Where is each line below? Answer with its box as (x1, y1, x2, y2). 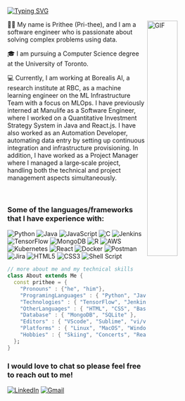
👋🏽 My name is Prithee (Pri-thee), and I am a (7, 20, 136, 28)
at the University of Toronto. (7, 60, 89, 68)
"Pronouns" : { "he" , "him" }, (20, 285, 106, 292)
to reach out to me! (7, 370, 74, 380)
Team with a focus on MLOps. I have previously (7, 99, 145, 107)
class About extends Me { (7, 272, 83, 280)
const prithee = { (13, 279, 68, 286)
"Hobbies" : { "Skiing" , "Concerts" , (20, 331, 131, 338)
